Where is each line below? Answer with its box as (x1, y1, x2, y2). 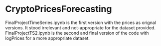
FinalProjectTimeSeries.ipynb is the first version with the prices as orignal (5, 20, 156, 25)
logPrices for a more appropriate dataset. (5, 35, 90, 41)
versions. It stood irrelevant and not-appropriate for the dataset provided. (5, 24, 156, 30)
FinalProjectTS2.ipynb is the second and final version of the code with (5, 30, 149, 36)
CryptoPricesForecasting (5, 3, 112, 15)
